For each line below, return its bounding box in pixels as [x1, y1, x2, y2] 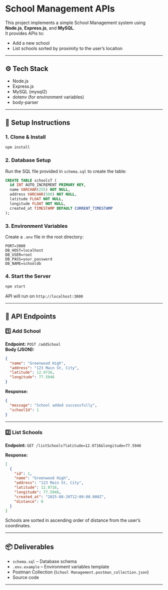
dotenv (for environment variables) [12, 94, 84, 100]
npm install [5, 145, 30, 150]
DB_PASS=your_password [5, 256, 52, 261]
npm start [5, 284, 26, 289]
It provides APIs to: [5, 30, 44, 36]
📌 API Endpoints [5, 312, 56, 321]
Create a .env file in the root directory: [5, 234, 84, 240]
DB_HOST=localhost [5, 248, 43, 253]
